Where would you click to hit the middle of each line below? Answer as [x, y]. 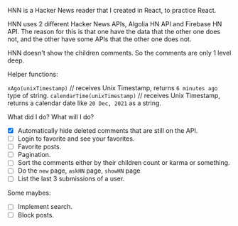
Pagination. [34, 155]
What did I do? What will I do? [51, 117]
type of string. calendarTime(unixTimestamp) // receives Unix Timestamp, [114, 96]
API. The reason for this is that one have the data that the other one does [114, 32]
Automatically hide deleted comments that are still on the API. [108, 130]
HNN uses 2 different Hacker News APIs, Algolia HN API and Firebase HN [115, 24]
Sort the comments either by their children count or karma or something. [124, 163]
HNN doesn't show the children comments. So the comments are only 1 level [119, 53]
